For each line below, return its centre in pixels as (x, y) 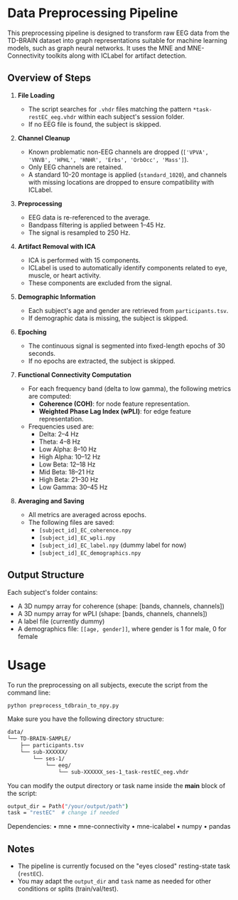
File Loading (36, 95)
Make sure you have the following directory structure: (86, 719)
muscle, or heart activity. (65, 275)
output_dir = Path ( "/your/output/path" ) (68, 806)
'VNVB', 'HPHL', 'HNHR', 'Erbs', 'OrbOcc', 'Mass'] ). (108, 159)
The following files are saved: (71, 522)
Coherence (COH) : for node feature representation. (114, 404)
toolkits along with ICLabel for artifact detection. (116, 56)
